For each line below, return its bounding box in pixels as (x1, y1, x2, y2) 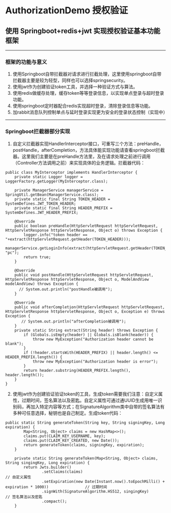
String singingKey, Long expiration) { (5, 460, 90, 465)
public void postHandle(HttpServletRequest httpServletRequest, (14, 272, 154, 278)
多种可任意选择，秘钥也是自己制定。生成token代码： (12, 410, 123, 416)
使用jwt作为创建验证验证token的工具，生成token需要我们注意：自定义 (12, 391, 159, 397)
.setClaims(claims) (41, 469, 83, 474)
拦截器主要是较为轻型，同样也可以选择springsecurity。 (12, 77, 128, 84)
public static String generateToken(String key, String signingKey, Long (5, 420, 165, 425)
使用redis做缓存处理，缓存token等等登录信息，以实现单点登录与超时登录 (12, 90, 164, 96)
